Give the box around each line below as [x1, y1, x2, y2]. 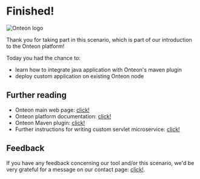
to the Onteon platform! [6, 42, 65, 50]
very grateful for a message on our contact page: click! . [6, 166, 145, 173]
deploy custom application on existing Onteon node [15, 72, 144, 79]
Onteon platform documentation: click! [15, 112, 112, 120]
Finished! [6, 4, 55, 18]
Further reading [6, 90, 67, 101]
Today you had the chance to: [6, 54, 81, 61]
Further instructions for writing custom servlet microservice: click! [15, 126, 180, 133]
